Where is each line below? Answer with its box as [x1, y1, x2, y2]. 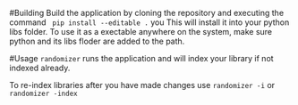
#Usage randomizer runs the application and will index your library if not [9, 53, 275, 63]
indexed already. [9, 62, 71, 73]
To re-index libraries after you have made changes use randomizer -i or [9, 80, 276, 90]
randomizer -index [9, 89, 78, 98]
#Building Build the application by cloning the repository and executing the [9, 8, 285, 18]
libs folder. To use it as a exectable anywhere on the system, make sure [9, 27, 273, 36]
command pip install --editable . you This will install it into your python [9, 17, 290, 28]
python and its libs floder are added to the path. [9, 36, 185, 46]
